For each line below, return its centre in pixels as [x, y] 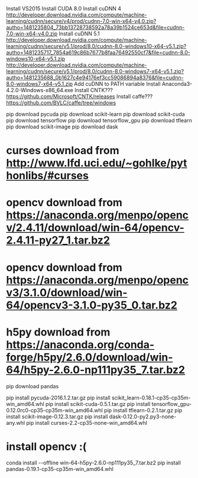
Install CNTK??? [94, 90]
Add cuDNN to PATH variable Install [117, 84]
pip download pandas [33, 386]
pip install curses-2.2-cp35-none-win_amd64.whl [87, 422]
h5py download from [58, 332]
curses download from [63, 151]
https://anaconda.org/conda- [80, 344]
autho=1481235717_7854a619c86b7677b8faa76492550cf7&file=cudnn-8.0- [98, 52]
